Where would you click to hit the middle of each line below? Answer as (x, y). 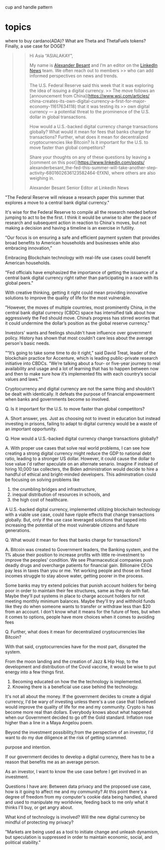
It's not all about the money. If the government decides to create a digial (78, 696)
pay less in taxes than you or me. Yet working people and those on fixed (78, 570)
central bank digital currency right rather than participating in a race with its (82, 278)
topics (18, 27)
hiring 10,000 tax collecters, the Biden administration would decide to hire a (82, 469)
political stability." (23, 842)
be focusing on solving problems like (42, 479)
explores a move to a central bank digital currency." (57, 202)
